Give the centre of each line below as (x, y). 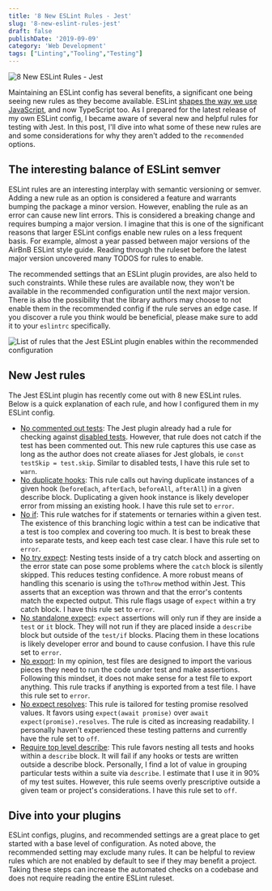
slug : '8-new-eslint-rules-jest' (65, 24)
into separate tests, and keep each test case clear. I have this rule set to (140, 540)
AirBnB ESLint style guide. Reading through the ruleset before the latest (127, 249)
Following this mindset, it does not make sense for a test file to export (136, 678)
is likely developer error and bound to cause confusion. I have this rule (138, 643)
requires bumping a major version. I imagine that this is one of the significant (136, 223)
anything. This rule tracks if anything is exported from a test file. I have (138, 687)
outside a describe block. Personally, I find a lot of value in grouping (133, 764)
